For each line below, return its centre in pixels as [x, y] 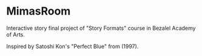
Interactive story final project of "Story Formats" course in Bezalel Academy [101, 28]
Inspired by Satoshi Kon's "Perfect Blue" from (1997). [72, 46]
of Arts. [16, 34]
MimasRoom [39, 11]
